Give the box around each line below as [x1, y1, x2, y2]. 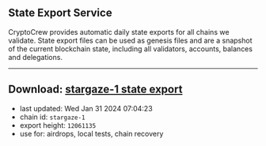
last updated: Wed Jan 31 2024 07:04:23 [19, 103, 153, 113]
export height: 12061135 [19, 120, 97, 129]
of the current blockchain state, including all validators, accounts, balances [8, 43, 253, 54]
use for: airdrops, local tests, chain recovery [19, 129, 164, 138]
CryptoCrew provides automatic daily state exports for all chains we [8, 27, 230, 36]
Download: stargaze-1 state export [8, 83, 183, 96]
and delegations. [8, 52, 63, 62]
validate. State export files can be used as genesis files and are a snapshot [8, 36, 253, 45]
